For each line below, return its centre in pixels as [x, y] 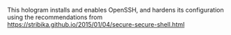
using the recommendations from [55, 17]
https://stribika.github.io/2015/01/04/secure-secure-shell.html [96, 24]
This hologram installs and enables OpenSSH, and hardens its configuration [115, 10]
